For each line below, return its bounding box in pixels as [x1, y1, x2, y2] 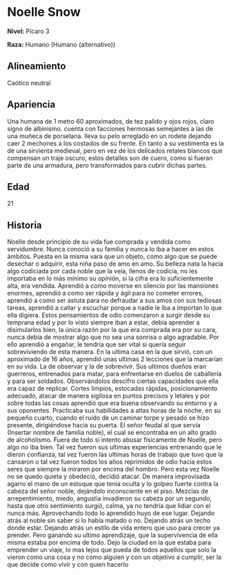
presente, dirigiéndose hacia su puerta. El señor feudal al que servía [7, 421, 201, 429]
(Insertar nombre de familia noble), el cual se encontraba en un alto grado [7, 429, 217, 437]
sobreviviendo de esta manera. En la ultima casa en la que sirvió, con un [7, 348, 212, 356]
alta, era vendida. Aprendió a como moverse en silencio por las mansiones [7, 282, 219, 290]
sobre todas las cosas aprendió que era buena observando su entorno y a [7, 399, 217, 407]
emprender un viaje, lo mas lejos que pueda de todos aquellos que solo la [7, 546, 217, 554]
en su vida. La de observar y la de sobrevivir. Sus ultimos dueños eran [7, 362, 207, 371]
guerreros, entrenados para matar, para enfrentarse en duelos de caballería [7, 370, 222, 378]
